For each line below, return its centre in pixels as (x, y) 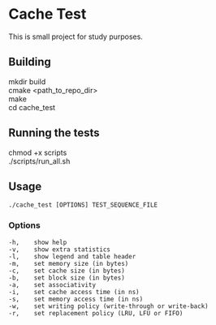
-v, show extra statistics (60, 249)
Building (30, 62)
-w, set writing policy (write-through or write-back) (108, 306)
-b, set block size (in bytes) (67, 278)
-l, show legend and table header (72, 256)
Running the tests (54, 133)
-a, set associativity (52, 284)
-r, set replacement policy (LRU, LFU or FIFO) (96, 313)
